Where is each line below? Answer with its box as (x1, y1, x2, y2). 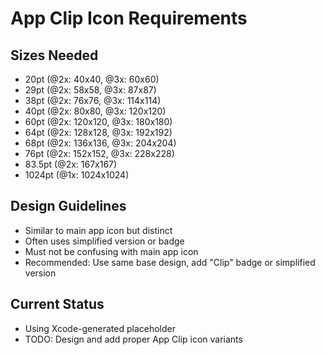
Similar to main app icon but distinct (24, 224, 173, 236)
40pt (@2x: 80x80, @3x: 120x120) (24, 105, 167, 117)
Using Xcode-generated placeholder (24, 322, 176, 334)
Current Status (10, 296, 105, 313)
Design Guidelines (10, 198, 127, 215)
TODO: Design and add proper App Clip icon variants (24, 333, 243, 345)
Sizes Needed (10, 47, 99, 64)
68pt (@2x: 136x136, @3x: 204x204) (24, 137, 177, 149)
